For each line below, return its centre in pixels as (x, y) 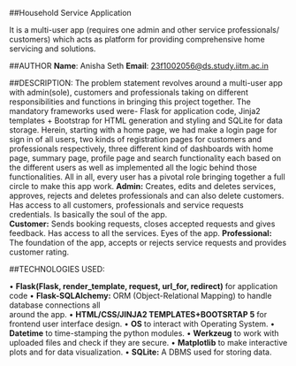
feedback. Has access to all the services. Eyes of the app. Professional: (140, 233)
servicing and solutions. (53, 49)
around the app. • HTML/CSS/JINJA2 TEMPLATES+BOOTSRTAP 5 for (138, 314)
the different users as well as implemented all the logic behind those (133, 168)
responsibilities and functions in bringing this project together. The (130, 102)
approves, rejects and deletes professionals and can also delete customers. (147, 195)
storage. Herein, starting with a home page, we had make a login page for (143, 130)
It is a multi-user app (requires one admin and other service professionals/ (144, 30)
